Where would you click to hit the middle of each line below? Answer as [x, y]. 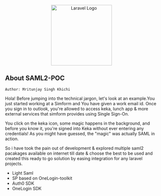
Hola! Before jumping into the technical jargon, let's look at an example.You [80, 98]
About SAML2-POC [35, 78]
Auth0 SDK [23, 183]
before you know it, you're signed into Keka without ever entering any [74, 128]
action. [12, 139]
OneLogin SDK [27, 188]
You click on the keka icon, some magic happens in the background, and [78, 123]
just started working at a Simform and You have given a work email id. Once [81, 103]
